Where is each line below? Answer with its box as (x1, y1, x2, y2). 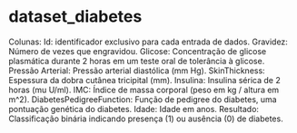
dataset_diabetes (8, 6, 143, 27)
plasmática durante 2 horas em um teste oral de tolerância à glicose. (8, 55, 265, 66)
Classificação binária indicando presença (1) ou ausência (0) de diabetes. (8, 113, 283, 124)
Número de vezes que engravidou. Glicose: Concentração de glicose (8, 45, 267, 56)
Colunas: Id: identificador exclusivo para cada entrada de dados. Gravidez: (8, 36, 288, 47)
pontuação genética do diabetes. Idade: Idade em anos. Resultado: (8, 103, 260, 114)
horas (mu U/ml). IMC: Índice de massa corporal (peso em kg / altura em (8, 84, 280, 95)
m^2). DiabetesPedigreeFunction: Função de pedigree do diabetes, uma (8, 93, 278, 105)
